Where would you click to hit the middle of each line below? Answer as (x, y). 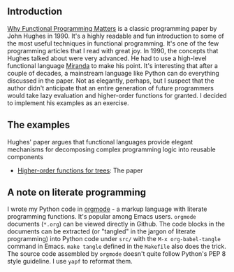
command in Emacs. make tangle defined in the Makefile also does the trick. (117, 246)
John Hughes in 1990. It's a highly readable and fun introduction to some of (116, 36)
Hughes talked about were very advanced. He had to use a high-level (107, 58)
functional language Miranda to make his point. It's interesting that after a (113, 65)
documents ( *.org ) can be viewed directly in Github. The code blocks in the (116, 224)
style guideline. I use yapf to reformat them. (70, 261)
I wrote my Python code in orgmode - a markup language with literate (107, 209)
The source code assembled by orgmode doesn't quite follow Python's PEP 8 (117, 254)
